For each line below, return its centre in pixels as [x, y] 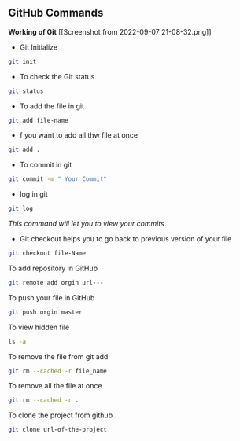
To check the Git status [57, 76]
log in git [34, 194]
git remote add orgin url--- [56, 282]
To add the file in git [52, 106]
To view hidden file [39, 327]
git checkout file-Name [47, 254]
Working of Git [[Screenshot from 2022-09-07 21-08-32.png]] [110, 31]
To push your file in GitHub [52, 297]
